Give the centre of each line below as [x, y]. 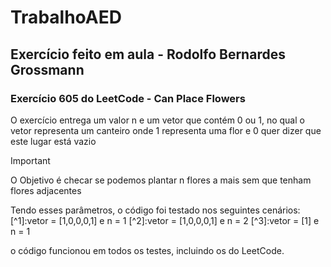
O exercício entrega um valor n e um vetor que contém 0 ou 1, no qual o [157, 120]
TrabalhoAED [66, 17]
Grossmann [47, 69]
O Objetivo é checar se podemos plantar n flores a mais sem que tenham [161, 180]
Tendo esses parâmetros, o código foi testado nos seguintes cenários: [155, 210]
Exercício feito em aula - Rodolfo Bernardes [148, 54]
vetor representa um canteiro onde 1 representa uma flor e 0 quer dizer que [166, 130]
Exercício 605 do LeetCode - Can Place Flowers [128, 98]
